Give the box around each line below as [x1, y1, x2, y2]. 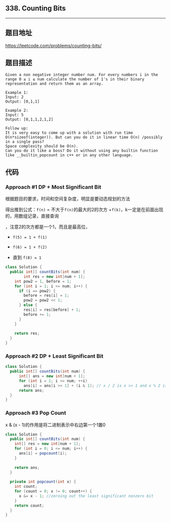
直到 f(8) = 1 [12, 255, 42, 261]
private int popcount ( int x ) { [10, 479, 76, 484]
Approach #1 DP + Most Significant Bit [5, 183, 102, 190]
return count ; [14, 503, 44, 508]
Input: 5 [5, 112, 24, 118]
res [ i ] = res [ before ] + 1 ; [23, 307, 81, 312]
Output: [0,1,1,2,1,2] [5, 117, 53, 122]
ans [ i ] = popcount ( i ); [18, 451, 67, 456]
